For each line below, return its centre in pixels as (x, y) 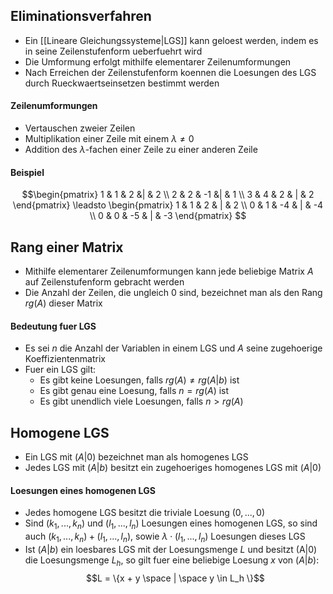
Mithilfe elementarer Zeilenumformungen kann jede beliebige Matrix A (169, 271)
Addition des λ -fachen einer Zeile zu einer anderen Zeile (141, 150)
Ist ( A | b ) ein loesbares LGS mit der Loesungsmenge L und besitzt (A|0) (171, 549)
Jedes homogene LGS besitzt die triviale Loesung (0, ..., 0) (145, 513)
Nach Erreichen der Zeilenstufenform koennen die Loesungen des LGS (170, 72)
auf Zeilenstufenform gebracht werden (104, 282)
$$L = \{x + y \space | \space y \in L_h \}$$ (175, 578)
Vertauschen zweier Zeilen (80, 128)
